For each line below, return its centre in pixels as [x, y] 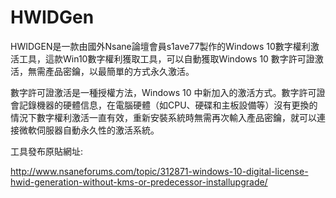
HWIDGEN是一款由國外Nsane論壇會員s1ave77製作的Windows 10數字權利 [160, 46]
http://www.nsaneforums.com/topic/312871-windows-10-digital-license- [159, 171]
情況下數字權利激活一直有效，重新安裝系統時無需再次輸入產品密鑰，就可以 [163, 117]
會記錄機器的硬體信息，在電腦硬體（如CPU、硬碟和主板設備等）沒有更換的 [164, 105]
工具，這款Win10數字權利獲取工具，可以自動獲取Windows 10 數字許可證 [166, 58]
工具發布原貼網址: [47, 151]
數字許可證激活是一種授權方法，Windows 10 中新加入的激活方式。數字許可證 [168, 92]
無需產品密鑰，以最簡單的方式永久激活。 [111, 71]
